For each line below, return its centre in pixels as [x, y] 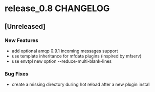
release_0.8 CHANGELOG [57, 9]
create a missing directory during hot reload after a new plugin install [81, 84]
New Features [22, 40]
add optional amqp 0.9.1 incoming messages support [65, 51]
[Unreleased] [25, 27]
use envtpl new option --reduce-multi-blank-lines [62, 61]
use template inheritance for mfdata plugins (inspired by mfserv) [77, 56]
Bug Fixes [17, 74]
